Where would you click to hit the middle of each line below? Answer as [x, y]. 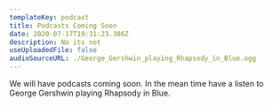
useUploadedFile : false [53, 50]
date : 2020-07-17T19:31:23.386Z [69, 34]
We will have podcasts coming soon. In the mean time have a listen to [136, 84]
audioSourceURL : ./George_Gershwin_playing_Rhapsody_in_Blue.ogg [132, 58]
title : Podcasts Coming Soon [63, 26]
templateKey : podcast [49, 17]
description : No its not [55, 42]
